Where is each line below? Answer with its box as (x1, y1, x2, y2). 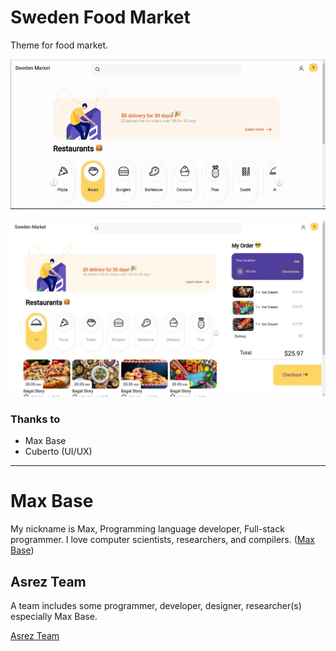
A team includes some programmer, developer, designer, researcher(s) (10, 600, 302, 611)
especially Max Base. (10, 611, 98, 622)
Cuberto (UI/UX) (24, 446, 93, 458)
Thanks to (10, 412, 61, 426)
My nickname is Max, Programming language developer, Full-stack (10, 523, 285, 535)
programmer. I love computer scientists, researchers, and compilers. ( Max (10, 534, 315, 546)
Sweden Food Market (10, 6, 191, 29)
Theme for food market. (10, 39, 109, 51)
